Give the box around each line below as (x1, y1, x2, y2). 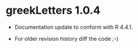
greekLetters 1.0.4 (5, 4, 101, 17)
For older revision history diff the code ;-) (14, 35, 119, 42)
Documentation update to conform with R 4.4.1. (14, 23, 133, 31)
